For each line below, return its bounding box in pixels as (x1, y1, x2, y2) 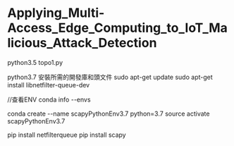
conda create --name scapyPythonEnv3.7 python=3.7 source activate (7, 109, 210, 118)
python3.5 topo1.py (7, 58, 63, 66)
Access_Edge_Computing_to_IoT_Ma (7, 20, 228, 36)
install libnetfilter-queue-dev (7, 80, 90, 89)
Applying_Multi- (7, 5, 105, 21)
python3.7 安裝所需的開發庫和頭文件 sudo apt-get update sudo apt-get (7, 73, 213, 81)
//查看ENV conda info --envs (7, 95, 91, 104)
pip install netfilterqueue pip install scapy (7, 130, 126, 139)
